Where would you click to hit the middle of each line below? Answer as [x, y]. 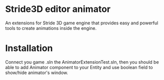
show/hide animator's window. [37, 73]
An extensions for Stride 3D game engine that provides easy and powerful [82, 23]
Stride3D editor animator [58, 9]
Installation [29, 48]
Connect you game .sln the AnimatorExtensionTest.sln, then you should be [82, 62]
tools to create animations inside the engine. [51, 28]
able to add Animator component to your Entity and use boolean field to [79, 67]
